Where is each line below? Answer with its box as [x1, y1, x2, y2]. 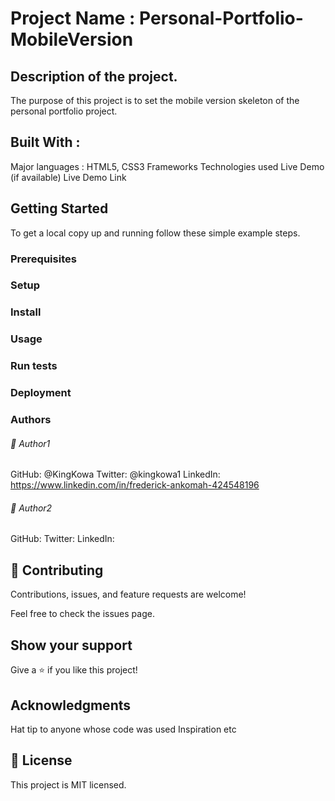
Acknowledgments [10, 697, 132, 714]
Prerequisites [10, 252, 77, 266]
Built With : [10, 134, 81, 151]
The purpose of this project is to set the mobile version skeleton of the [10, 95, 300, 106]
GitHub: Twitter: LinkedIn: [10, 533, 115, 545]
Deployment [10, 386, 72, 400]
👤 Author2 [10, 502, 53, 514]
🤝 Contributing [10, 562, 104, 579]
